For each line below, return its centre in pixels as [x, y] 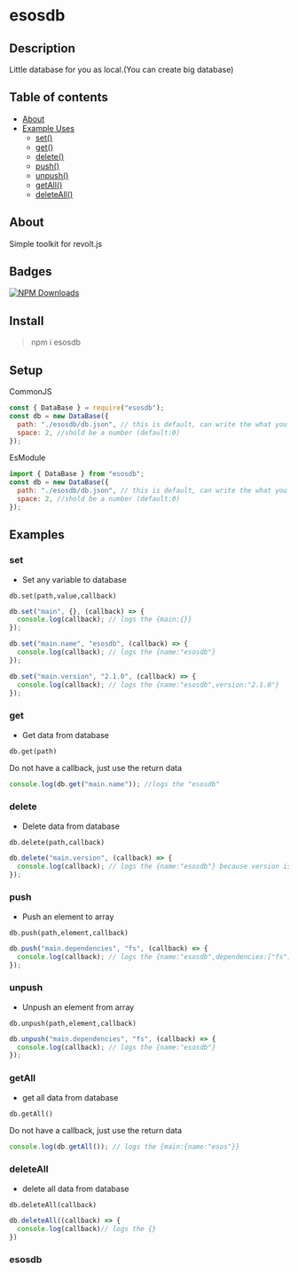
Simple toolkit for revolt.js [56, 243]
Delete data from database [71, 826]
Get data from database [65, 735]
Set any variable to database [74, 579]
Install [27, 321]
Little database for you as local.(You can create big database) [122, 69]
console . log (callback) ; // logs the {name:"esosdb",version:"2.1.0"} [148, 685]
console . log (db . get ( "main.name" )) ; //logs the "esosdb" [114, 784]
